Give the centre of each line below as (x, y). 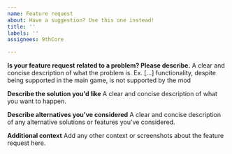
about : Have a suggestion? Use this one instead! (81, 20)
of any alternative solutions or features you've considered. (92, 122)
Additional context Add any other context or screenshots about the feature (116, 136)
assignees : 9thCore (36, 40)
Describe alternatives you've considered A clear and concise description (114, 115)
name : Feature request (40, 14)
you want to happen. (37, 101)
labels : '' (23, 33)
